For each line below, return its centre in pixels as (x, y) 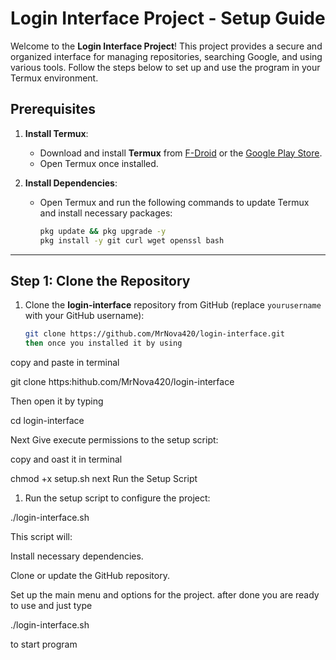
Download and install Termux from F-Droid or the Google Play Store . (181, 153)
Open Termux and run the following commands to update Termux (174, 202)
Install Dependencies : (71, 183)
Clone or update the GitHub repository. (90, 576)
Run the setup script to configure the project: (117, 498)
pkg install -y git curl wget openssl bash (132, 240)
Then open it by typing (57, 401)
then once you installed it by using (103, 343)
